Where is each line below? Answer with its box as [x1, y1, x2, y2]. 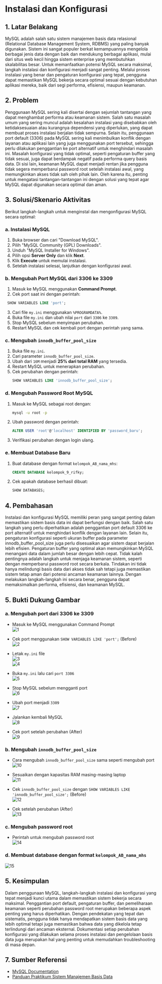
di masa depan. [5, 942, 36, 948]
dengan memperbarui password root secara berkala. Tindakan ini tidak [5, 561, 147, 567]
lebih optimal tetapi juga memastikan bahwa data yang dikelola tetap [5, 921, 142, 927]
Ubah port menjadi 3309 [12, 699, 60, 705]
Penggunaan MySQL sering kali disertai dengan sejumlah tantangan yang [5, 109, 152, 115]
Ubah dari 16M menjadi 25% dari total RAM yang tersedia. [12, 359, 128, 364]
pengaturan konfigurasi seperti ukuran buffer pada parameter [5, 535, 128, 541]
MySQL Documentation [12, 968, 59, 974]
